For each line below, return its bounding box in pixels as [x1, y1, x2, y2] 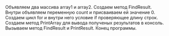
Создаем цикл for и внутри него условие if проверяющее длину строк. [5, 15, 158, 20]
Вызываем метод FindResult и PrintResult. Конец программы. [5, 25, 137, 31]
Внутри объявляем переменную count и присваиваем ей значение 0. [5, 9, 155, 15]
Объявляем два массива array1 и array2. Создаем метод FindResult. [5, 4, 152, 10]
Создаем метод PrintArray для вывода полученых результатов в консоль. [5, 20, 164, 26]
